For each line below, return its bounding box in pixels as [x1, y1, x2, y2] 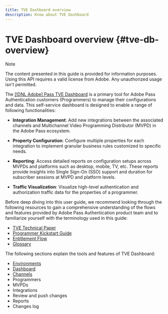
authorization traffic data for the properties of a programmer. [12, 190, 139, 196]
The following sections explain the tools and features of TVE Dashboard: [5, 250, 155, 257]
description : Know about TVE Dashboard [5, 12, 89, 17]
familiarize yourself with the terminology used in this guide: [5, 215, 128, 221]
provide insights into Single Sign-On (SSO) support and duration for [12, 169, 152, 175]
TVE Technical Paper [12, 225, 56, 231]
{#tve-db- [115, 34, 159, 45]
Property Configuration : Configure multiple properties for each [12, 138, 144, 144]
